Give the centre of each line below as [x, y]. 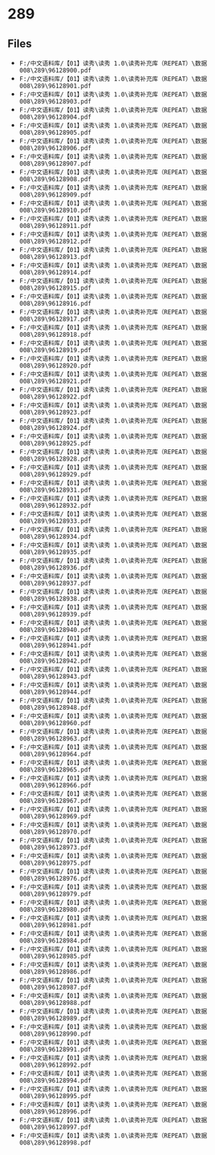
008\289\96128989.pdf [55, 1019]
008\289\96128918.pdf [55, 334]
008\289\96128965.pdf [55, 770]
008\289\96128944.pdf [55, 692]
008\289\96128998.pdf [55, 1143]
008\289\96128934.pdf [55, 537]
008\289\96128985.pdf [55, 956]
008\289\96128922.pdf [55, 397]
